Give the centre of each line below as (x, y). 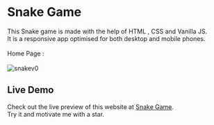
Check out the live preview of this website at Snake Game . (91, 107)
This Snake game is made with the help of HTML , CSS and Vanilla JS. (107, 31)
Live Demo (31, 90)
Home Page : (26, 53)
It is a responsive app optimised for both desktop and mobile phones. (107, 38)
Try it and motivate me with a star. (56, 114)
